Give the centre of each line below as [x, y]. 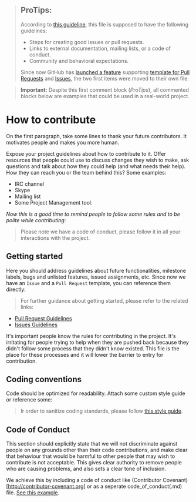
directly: [16, 289]
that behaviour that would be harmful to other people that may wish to [91, 456]
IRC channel [29, 184]
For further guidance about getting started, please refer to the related [104, 300]
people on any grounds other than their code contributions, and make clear [97, 450]
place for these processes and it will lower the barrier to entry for [85, 354]
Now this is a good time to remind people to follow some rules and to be [93, 214]
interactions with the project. [55, 237]
